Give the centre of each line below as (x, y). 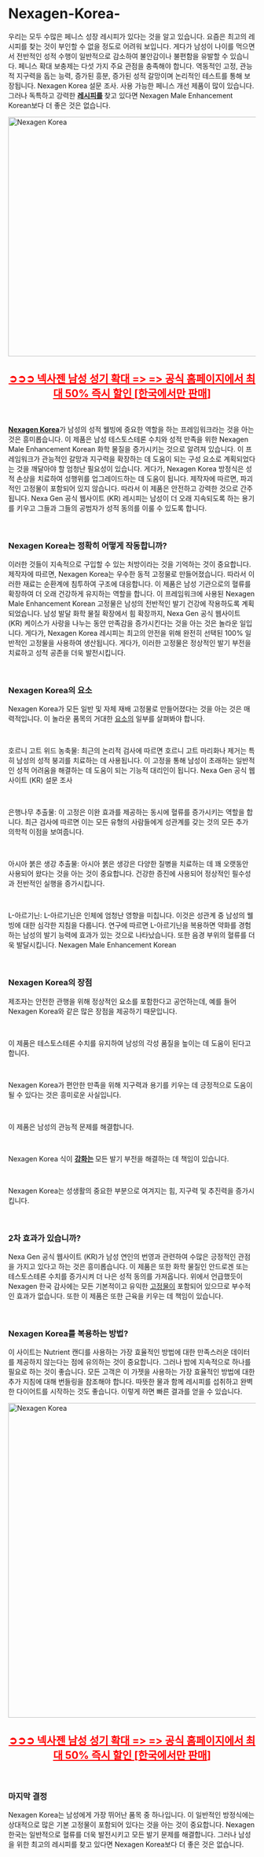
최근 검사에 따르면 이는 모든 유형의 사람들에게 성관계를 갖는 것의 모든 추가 (137, 822)
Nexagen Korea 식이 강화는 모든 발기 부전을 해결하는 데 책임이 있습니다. (119, 1158)
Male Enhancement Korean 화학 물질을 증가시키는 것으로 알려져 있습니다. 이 (126, 449)
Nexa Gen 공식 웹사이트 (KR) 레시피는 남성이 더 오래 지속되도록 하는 (136, 498)
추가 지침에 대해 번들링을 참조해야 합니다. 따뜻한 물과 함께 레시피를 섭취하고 (123, 1382)
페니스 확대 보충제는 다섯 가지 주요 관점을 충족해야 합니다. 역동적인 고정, (128, 66)
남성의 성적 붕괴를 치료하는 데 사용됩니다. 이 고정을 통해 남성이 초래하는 (125, 761)
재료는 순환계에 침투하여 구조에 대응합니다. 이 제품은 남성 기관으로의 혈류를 (137, 584)
